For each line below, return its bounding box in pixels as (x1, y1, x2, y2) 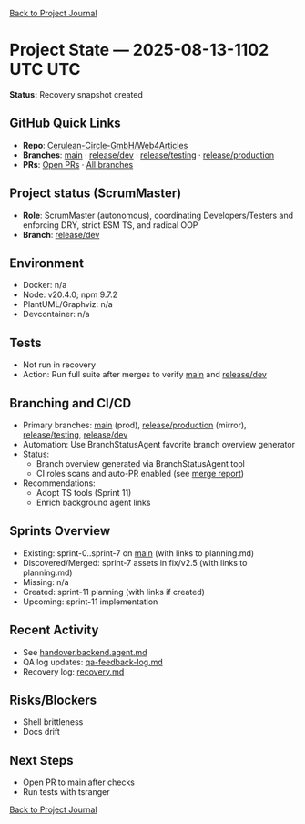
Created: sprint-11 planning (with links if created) (22, 586, 205, 597)
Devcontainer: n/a (22, 309, 90, 320)
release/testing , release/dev (22, 429, 128, 440)
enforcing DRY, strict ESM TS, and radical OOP (22, 219, 198, 231)
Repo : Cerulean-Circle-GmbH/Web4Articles (22, 139, 188, 150)
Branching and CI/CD (9, 396, 132, 411)
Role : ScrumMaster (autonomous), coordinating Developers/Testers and (22, 210, 294, 221)
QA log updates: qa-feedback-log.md (22, 656, 164, 667)
